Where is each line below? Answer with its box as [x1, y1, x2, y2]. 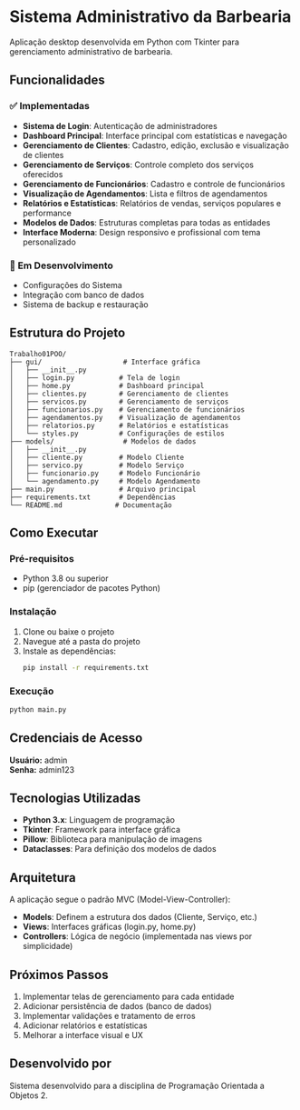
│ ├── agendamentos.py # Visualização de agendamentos [9, 413, 242, 422]
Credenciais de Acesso [9, 730, 143, 746]
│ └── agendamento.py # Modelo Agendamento [9, 476, 201, 485]
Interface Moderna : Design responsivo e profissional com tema [22, 226, 261, 237]
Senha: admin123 [9, 764, 75, 775]
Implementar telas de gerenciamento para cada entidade [22, 991, 235, 1002]
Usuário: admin [9, 755, 68, 765]
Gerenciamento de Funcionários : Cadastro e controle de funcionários [22, 178, 285, 189]
